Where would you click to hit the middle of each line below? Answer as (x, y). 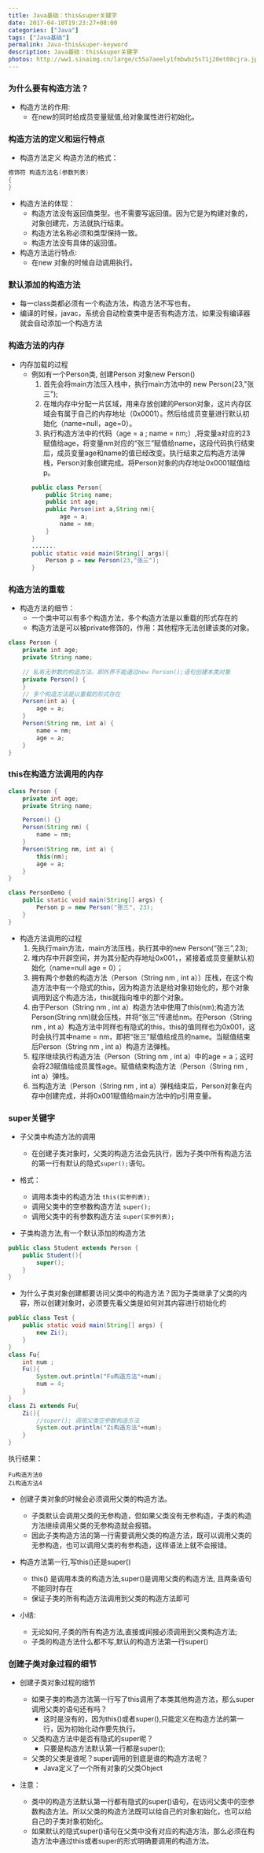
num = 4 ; (51, 1384)
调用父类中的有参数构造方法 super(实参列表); (103, 1216)
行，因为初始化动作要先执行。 (91, 1729)
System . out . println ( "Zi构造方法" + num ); (99, 1428)
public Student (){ (52, 1255)
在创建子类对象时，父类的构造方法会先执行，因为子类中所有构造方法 (141, 1153)
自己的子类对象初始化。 (69, 1821)
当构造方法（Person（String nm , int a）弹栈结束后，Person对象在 (138, 1086)
